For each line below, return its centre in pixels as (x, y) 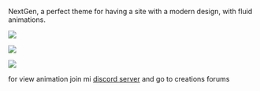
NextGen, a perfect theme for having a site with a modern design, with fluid (130, 11)
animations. (27, 20)
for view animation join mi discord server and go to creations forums (119, 79)
